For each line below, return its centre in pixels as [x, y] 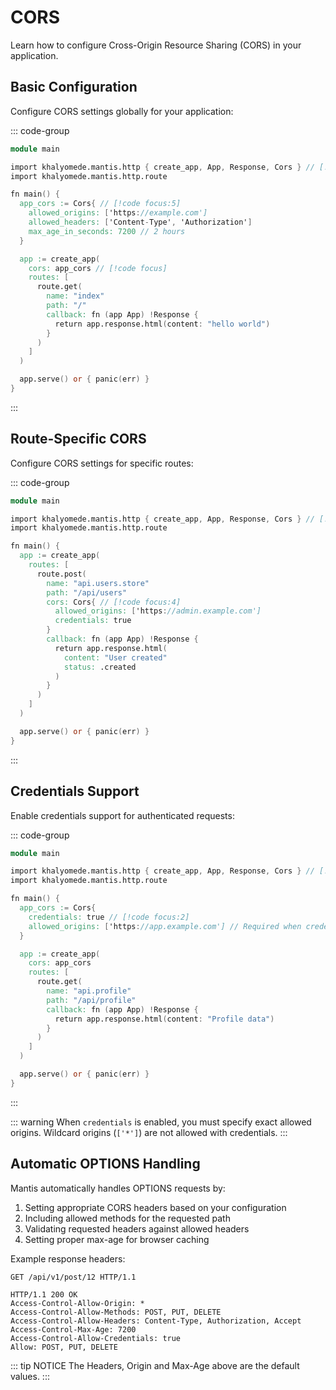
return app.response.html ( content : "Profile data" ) [164, 1019]
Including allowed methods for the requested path [127, 1218]
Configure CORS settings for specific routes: [102, 463]
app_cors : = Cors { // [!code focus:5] [100, 204]
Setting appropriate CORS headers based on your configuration [155, 1207]
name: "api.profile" [89, 991]
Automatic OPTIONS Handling [105, 1164]
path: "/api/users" [87, 592]
